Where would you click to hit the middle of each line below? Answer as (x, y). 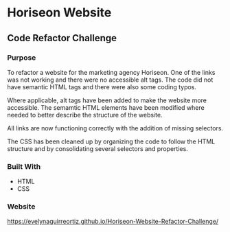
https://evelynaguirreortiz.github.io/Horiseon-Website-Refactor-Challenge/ (113, 222)
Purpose (22, 58)
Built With (24, 166)
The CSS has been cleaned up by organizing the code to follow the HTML (111, 141)
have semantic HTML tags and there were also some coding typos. (102, 86)
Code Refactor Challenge (62, 38)
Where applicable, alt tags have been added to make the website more (107, 100)
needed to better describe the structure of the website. (85, 115)
